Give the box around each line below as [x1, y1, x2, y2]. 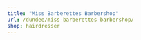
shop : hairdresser [7, 22, 60, 29]
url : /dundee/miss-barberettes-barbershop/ [7, 16, 135, 23]
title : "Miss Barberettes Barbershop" [7, 9, 119, 17]
